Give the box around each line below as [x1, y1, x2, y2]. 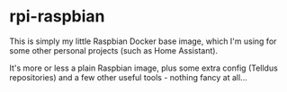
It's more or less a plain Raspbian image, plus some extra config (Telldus [9, 63, 279, 73]
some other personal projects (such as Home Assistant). [9, 45, 219, 55]
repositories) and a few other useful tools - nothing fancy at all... [9, 71, 247, 82]
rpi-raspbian [9, 6, 105, 27]
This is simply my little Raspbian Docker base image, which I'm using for [9, 36, 277, 46]
